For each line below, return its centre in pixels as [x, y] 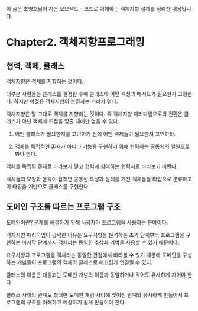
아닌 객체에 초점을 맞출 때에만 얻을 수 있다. [71, 121]
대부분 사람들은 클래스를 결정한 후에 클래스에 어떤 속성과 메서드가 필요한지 [91, 94]
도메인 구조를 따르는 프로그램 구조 [64, 207]
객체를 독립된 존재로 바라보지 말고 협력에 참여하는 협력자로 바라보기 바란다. [92, 166]
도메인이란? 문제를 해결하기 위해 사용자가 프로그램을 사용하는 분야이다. [87, 222]
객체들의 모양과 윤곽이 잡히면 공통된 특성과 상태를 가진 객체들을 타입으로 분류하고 [99, 179]
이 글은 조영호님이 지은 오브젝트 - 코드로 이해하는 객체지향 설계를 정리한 [89, 9]
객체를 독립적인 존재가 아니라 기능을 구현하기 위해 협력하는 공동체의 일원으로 [102, 146]
